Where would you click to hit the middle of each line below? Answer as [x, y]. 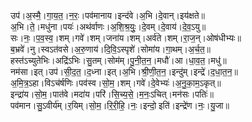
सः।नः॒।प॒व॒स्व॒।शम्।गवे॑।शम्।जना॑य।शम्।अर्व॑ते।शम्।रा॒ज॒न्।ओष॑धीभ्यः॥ [126, 38]
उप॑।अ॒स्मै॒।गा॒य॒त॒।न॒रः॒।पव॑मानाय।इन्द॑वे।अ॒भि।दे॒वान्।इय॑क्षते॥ [108, 15]
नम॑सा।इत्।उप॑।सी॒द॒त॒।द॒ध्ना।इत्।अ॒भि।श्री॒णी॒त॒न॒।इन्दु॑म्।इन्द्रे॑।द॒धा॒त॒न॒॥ [124, 71]
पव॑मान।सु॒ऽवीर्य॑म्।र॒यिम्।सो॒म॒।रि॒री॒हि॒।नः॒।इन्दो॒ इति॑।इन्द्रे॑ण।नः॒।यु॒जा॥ [120, 105]
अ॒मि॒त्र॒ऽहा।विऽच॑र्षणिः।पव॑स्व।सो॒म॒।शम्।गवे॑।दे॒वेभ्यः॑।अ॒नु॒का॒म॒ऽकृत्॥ [116, 83]
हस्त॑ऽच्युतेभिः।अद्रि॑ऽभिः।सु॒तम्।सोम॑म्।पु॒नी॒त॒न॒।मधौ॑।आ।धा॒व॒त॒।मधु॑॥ [118, 60]
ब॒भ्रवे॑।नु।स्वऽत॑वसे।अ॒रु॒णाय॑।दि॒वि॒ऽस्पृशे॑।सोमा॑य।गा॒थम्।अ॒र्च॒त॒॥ [111, 49]
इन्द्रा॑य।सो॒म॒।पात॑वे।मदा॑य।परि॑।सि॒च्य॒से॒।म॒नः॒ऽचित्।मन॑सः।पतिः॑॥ [112, 94]
